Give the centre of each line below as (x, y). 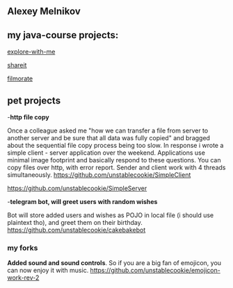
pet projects (34, 100)
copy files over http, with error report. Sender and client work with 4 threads (116, 168)
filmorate (20, 78)
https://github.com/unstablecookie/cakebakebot (77, 230)
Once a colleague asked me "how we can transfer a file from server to (108, 130)
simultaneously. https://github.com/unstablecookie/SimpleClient (99, 175)
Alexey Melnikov (44, 11)
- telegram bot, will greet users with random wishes (82, 202)
